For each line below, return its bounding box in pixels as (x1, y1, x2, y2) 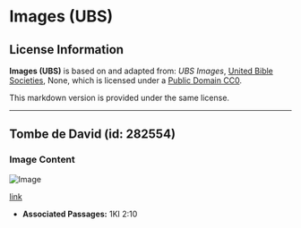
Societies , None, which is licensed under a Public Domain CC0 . (9, 75, 243, 86)
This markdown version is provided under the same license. (9, 92, 230, 103)
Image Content (9, 154, 76, 166)
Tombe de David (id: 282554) (9, 127, 176, 142)
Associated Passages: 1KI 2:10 (21, 208, 138, 219)
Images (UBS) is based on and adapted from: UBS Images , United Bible (9, 65, 273, 76)
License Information (9, 42, 124, 57)
